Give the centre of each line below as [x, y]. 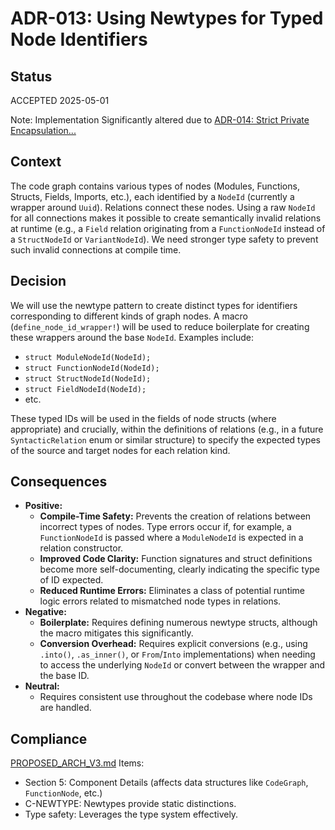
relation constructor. [81, 548]
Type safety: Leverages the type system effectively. [131, 814]
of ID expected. [71, 580]
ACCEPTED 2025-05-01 [60, 100]
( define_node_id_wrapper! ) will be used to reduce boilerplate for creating [160, 326]
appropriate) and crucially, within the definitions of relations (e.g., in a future [167, 429]
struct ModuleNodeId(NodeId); [88, 357]
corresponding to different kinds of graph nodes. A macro [129, 316]
